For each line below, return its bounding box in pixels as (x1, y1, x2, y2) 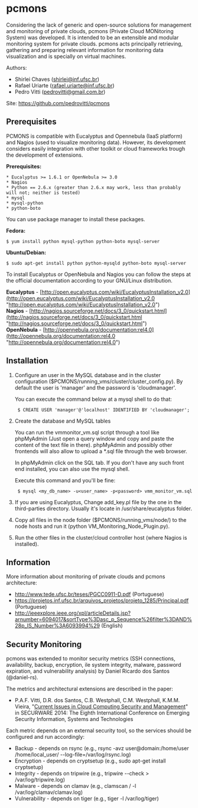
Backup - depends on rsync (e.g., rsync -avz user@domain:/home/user (14, 745, 189, 752)
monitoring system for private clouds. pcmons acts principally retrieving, (6, 40, 183, 47)
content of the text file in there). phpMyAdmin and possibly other (14, 441, 173, 448)
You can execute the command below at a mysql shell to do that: (14, 395, 173, 403)
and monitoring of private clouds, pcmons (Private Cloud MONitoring (6, 27, 174, 34)
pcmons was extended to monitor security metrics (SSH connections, (6, 655, 176, 662)
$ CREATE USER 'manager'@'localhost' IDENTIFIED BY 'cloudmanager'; (17, 407, 190, 413)
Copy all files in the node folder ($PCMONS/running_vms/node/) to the (14, 516, 187, 523)
